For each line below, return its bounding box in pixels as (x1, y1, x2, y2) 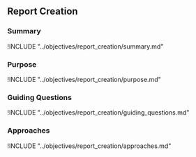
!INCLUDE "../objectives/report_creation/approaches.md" (7, 142, 172, 150)
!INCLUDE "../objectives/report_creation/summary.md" (7, 42, 164, 51)
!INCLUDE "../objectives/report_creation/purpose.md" (7, 75, 162, 83)
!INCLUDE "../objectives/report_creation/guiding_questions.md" (7, 108, 190, 117)
